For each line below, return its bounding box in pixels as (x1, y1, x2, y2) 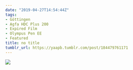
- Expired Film (5, 26, 38, 31)
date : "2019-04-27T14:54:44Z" (5, 7, 70, 13)
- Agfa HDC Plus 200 (5, 21, 49, 27)
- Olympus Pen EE (5, 31, 42, 36)
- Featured (5, 36, 28, 41)
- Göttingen (5, 17, 30, 22)
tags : (5, 12, 17, 17)
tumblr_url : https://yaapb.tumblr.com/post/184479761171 (5, 45, 128, 50)
